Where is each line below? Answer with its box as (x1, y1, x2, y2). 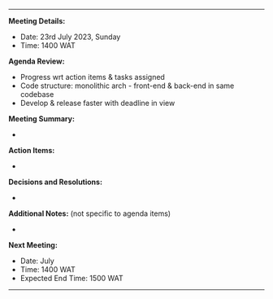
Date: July (19, 256, 54, 266)
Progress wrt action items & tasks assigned (19, 73, 165, 81)
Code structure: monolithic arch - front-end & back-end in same (19, 81, 235, 90)
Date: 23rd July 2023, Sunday (19, 32, 121, 42)
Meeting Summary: (8, 114, 76, 123)
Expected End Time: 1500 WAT (19, 274, 123, 283)
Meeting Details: (8, 16, 66, 25)
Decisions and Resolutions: (8, 177, 103, 187)
